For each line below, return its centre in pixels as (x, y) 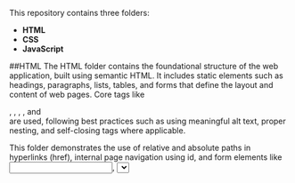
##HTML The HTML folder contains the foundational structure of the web (144, 66)
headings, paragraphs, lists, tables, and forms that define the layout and (141, 85)
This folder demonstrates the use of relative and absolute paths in (130, 147)
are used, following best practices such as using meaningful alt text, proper (148, 121)
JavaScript (43, 49)
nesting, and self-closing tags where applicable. (98, 131)
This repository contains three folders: (79, 13)
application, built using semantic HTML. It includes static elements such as (146, 76)
